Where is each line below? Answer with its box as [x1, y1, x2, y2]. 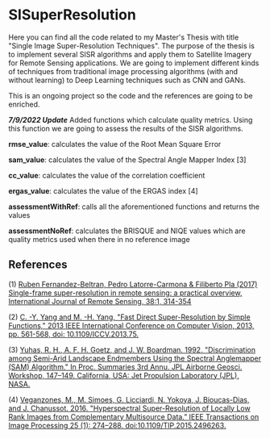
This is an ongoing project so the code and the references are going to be [8, 90, 253, 100]
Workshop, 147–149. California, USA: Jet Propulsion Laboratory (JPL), [8, 370, 239, 380]
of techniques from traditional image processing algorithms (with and [8, 66, 238, 76]
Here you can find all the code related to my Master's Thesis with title [8, 32, 239, 42]
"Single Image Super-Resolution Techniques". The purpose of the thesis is [8, 40, 255, 50]
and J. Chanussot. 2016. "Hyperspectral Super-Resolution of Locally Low [8, 403, 251, 413]
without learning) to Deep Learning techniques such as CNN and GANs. [8, 75, 246, 85]
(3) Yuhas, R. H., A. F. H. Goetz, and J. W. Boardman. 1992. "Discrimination [8, 344, 256, 354]
